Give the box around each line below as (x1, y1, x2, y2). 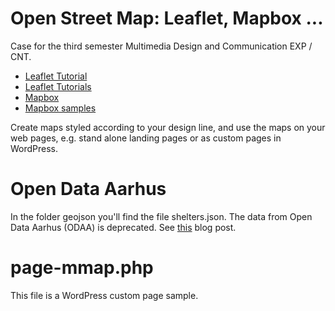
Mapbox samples (24, 102, 97, 114)
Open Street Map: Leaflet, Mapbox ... (10, 7, 324, 30)
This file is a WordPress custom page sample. (10, 289, 199, 301)
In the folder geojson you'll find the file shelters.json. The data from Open (10, 210, 313, 222)
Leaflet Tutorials (24, 80, 92, 92)
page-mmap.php (10, 257, 154, 279)
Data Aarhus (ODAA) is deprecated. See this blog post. (10, 221, 237, 233)
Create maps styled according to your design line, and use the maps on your (10, 121, 326, 133)
